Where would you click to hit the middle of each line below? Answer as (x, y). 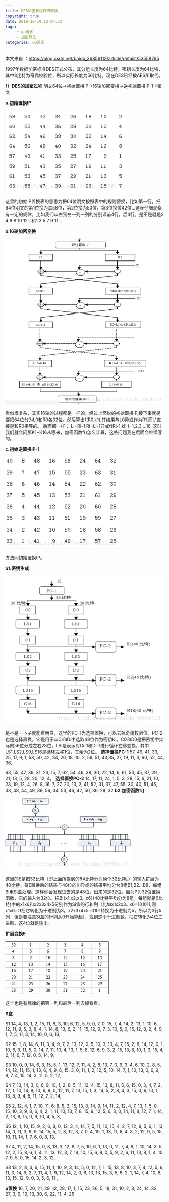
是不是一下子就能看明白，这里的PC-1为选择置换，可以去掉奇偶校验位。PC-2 (84, 733)
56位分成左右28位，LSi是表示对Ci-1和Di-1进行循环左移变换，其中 (81, 745)
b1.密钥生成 (17, 568)
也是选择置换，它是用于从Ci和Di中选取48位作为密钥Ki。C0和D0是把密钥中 (82, 739)
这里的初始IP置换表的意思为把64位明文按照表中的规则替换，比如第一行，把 (83, 201)
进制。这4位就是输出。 (29, 923)
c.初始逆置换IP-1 (22, 449)
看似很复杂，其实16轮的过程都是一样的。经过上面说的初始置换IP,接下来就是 (83, 413)
